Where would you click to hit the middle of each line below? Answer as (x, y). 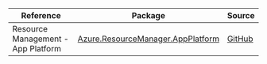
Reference (41, 15)
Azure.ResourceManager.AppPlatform (149, 39)
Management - (41, 39)
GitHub (240, 39)
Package (148, 15)
